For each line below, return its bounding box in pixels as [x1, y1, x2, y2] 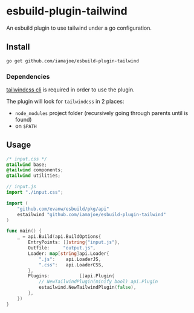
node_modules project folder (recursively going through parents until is [15, 109, 189, 116]
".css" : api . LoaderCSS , [38, 262, 104, 268]
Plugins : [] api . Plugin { [28, 273, 115, 279]
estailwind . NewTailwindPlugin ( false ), [38, 285, 137, 291]
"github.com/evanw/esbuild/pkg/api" [17, 206, 110, 212]
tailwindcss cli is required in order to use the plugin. [6, 86, 135, 93]
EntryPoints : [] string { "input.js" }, [28, 239, 120, 246]
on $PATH [15, 122, 37, 130]
